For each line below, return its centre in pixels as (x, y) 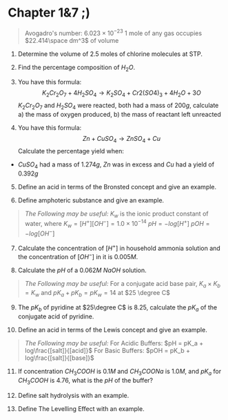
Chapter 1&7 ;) (49, 13)
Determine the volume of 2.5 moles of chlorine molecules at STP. (110, 54)
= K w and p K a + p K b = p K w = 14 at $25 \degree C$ (97, 293)
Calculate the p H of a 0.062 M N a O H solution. (82, 270)
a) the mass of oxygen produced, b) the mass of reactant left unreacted (119, 114)
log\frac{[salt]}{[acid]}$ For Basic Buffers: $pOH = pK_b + (107, 351)
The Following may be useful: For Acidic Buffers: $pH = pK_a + (114, 343)
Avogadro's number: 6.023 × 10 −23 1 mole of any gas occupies (113, 32)
